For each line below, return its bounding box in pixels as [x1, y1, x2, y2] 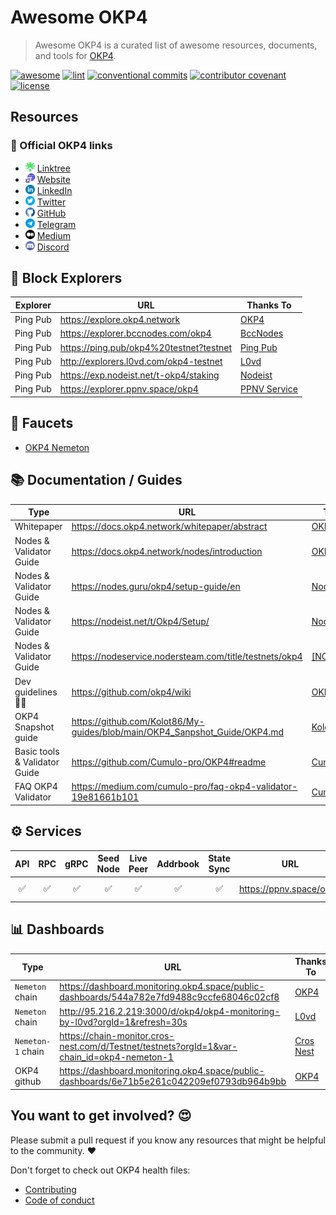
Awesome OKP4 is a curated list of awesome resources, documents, [34, 39, 318, 51]
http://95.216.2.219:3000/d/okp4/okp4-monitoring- [59, 1005, 281, 1017]
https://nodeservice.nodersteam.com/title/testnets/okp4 [71, 651, 303, 663]
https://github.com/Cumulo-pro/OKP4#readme [71, 756, 267, 768]
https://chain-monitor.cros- [59, 1029, 175, 1041]
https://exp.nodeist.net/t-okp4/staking [59, 369, 220, 381]
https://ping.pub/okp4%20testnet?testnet [59, 341, 233, 353]
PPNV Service [240, 383, 298, 395]
